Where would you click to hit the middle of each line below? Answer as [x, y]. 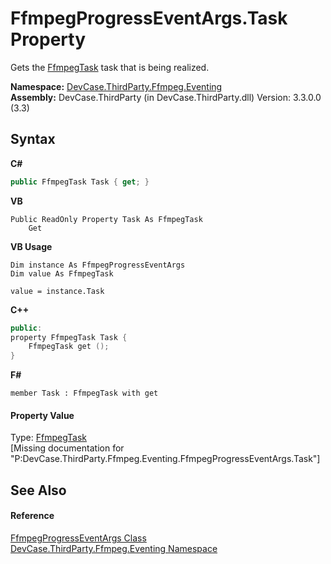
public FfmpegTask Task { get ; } [80, 182]
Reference [32, 516]
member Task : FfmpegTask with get [84, 393]
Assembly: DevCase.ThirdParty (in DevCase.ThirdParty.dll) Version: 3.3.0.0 [166, 97]
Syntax [33, 139]
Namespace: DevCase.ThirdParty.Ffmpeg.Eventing [116, 86]
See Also [38, 490]
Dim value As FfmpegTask [62, 273]
